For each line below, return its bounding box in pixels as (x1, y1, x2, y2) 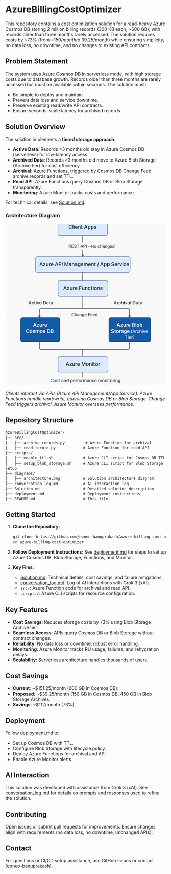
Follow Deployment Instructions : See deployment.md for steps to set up (12, 549, 166, 555)
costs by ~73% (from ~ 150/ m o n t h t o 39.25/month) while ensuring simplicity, (5, 37, 165, 43)
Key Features (5, 605, 48, 614)
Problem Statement (5, 57, 68, 66)
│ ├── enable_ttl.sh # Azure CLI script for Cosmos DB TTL (5, 455, 166, 461)
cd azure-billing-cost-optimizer (12, 540, 84, 545)
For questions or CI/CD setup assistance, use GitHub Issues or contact (5, 858, 154, 864)
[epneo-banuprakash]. (5, 863, 53, 869)
